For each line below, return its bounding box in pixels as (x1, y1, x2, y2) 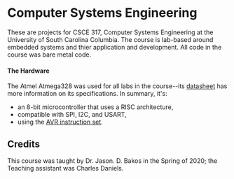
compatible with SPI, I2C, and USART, (17, 110, 128, 119)
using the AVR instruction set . (17, 117, 103, 127)
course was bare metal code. (7, 50, 92, 59)
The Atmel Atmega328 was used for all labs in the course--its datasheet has (7, 82, 228, 90)
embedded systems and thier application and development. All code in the (7, 43, 222, 51)
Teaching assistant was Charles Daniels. (7, 164, 124, 172)
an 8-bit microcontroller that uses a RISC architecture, (17, 103, 174, 111)
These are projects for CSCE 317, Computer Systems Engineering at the (7, 28, 214, 36)
